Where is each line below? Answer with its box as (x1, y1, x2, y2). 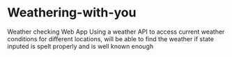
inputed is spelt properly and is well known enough (7, 42, 154, 50)
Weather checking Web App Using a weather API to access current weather (7, 27, 225, 36)
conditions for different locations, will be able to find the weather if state (7, 34, 215, 43)
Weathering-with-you (7, 5, 137, 21)
